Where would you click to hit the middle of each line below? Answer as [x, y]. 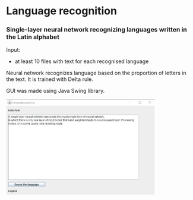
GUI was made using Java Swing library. [56, 91]
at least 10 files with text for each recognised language [82, 61]
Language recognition [62, 11]
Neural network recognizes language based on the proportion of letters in [96, 73]
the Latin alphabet [33, 37]
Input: [13, 50]
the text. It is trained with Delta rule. [50, 79]
